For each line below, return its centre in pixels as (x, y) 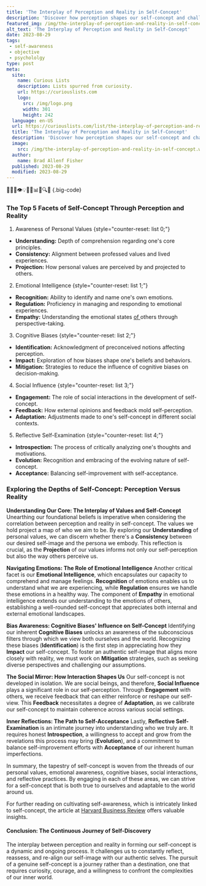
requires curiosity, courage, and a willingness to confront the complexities (100, 871)
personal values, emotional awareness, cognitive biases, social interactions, (102, 772)
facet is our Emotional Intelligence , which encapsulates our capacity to (97, 574)
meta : (13, 69)
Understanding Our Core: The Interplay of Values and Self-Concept (94, 510)
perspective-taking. (40, 324)
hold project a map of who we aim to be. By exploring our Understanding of (102, 530)
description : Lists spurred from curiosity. (75, 87)
